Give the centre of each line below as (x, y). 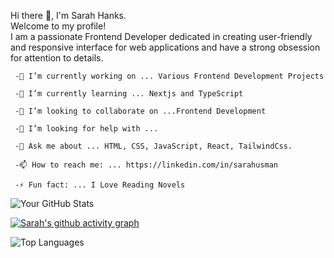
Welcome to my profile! (58, 26)
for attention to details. (57, 58)
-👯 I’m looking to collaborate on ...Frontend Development (140, 111)
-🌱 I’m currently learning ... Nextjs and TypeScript (129, 94)
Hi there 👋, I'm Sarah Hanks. (68, 15)
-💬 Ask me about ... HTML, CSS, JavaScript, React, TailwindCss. (153, 146)
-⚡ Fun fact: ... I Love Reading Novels (100, 185)
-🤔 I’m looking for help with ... (86, 129)
